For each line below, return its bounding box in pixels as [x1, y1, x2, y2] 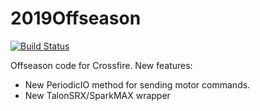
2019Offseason [10, 7, 142, 30]
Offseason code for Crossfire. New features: [10, 59, 193, 71]
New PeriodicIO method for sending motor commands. [24, 78, 251, 91]
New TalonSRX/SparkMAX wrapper [24, 89, 171, 101]
